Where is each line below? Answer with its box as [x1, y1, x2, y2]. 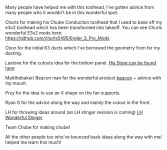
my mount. [5, 80, 27, 86]
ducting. [5, 50, 22, 56]
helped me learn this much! [5, 139, 61, 145]
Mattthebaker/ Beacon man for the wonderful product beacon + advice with [5, 75, 161, 80]
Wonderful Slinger [5, 114, 42, 120]
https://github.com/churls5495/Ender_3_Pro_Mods [5, 35, 110, 41]
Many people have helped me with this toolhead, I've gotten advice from [5, 4, 154, 10]
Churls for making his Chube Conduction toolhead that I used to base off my [5, 19, 162, 25]
